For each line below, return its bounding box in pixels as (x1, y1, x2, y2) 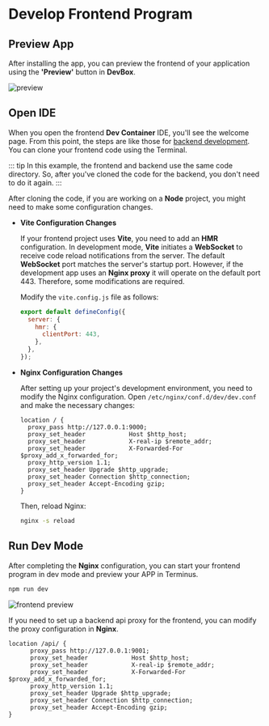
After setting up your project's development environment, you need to (19, 383, 253, 393)
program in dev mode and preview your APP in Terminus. (8, 569, 199, 579)
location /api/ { (8, 639, 67, 647)
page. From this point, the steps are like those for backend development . (8, 136, 250, 146)
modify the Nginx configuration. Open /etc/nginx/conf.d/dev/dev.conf (19, 392, 257, 401)
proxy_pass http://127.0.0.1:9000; (27, 422, 148, 431)
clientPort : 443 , (41, 330, 101, 338)
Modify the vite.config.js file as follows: (19, 292, 159, 302)
